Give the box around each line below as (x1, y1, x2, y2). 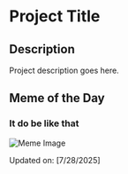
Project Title (9, 6, 101, 27)
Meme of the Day (9, 91, 105, 106)
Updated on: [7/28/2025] (9, 154, 101, 165)
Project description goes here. (9, 65, 119, 75)
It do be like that (9, 117, 79, 130)
